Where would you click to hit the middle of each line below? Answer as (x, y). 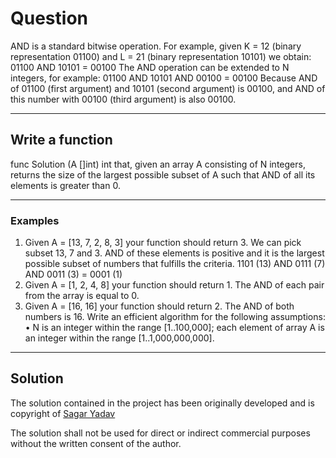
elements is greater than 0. (65, 185)
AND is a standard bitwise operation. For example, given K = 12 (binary (156, 46)
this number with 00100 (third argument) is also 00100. (123, 99)
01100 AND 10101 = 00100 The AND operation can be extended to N (150, 67)
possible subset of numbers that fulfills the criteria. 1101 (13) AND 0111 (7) (175, 264)
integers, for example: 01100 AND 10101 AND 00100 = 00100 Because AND (164, 78)
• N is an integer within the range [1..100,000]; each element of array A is (174, 328)
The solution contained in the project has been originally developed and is (162, 403)
